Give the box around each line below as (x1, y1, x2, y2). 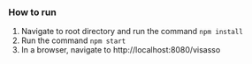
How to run (8, 6, 57, 18)
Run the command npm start (20, 35, 126, 46)
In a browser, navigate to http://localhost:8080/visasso (20, 45, 221, 55)
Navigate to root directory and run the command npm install (20, 26, 244, 37)
